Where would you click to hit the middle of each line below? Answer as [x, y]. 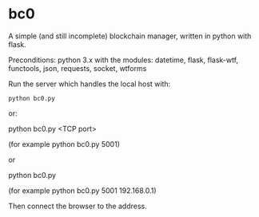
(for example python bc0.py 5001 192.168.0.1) [83, 190]
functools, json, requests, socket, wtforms [78, 68]
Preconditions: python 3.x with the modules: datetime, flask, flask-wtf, [123, 60]
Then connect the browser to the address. [78, 206]
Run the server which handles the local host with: [90, 84]
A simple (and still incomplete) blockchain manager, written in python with [130, 36]
